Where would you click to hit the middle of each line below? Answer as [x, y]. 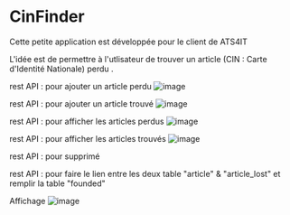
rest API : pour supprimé [55, 156]
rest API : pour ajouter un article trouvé [81, 103]
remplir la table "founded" [57, 183]
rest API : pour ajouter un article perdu [80, 86]
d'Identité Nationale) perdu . [61, 69]
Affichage [28, 201]
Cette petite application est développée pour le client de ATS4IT [129, 42]
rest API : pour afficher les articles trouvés [88, 138]
